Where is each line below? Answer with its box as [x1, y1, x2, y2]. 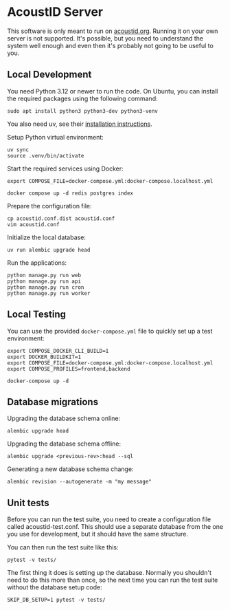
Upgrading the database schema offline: [7, 439, 122, 448]
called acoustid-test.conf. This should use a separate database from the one [7, 523, 224, 531]
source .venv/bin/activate [7, 152, 84, 159]
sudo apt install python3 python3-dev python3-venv [7, 107, 158, 114]
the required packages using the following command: [7, 94, 158, 102]
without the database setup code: [7, 583, 102, 591]
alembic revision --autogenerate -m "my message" [7, 479, 152, 486]
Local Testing [7, 309, 67, 320]
